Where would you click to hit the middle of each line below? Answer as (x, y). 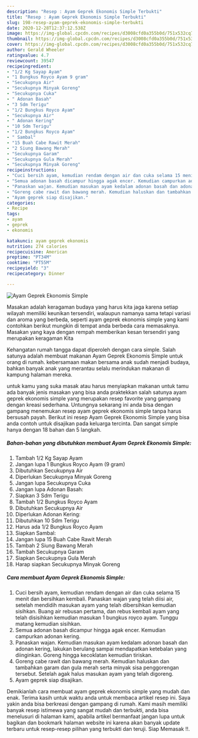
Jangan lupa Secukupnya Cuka (53, 483)
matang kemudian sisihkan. (48, 623)
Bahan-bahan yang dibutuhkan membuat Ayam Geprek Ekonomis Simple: (99, 443)
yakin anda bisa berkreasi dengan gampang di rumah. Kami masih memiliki (97, 704)
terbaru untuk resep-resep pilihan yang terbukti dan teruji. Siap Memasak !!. (98, 729)
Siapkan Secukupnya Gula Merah (56, 558)
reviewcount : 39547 (31, 61)
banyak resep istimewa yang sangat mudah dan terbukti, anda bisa (88, 710)
